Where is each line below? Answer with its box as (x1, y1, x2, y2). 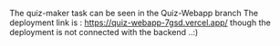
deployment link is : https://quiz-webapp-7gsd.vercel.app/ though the (9, 17, 271, 28)
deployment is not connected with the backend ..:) (9, 27, 199, 37)
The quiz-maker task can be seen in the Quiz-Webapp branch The (9, 8, 258, 18)
